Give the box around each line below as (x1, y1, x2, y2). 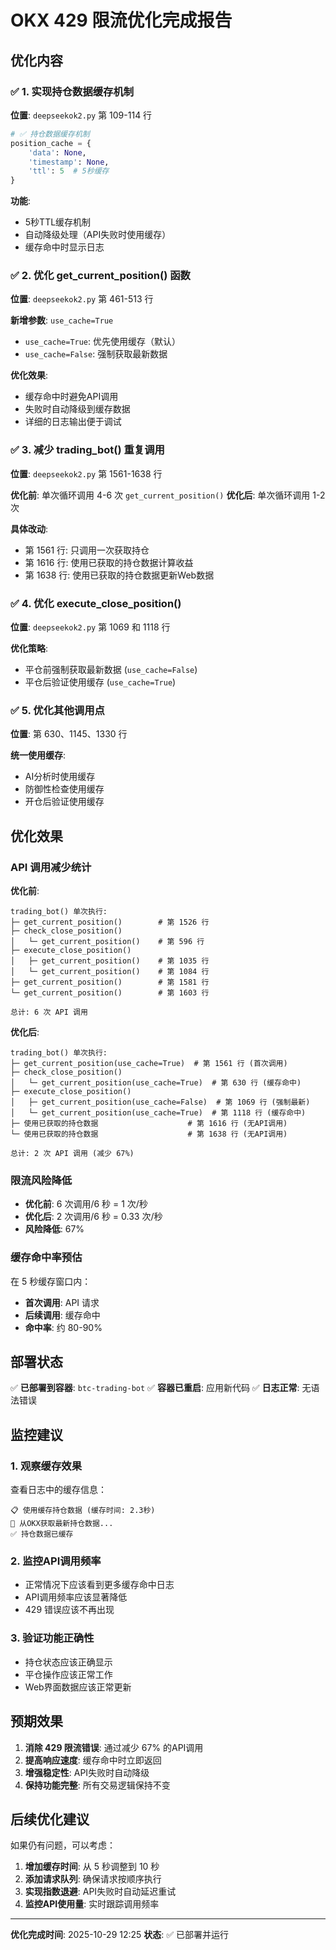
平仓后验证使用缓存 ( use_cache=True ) (24, 676, 177, 688)
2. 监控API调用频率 (10, 1554, 102, 1568)
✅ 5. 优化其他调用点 (10, 703, 105, 717)
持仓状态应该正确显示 (24, 1656, 113, 1668)
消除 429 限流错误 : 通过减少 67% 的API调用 (24, 1741, 204, 1753)
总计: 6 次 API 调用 (10, 1007, 88, 1017)
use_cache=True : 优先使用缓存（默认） (24, 336, 182, 348)
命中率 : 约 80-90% (24, 1321, 103, 1333)
